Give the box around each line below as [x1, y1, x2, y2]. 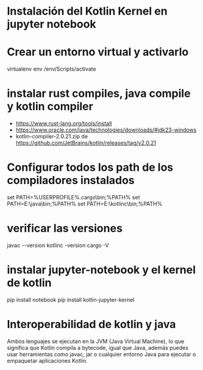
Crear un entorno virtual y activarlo [7, 45, 189, 59]
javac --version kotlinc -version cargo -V [7, 241, 109, 249]
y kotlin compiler [7, 99, 93, 113]
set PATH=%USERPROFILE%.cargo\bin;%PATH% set [7, 194, 140, 201]
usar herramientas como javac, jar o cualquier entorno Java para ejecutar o [7, 350, 196, 358]
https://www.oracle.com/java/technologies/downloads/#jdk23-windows [15, 126, 197, 133]
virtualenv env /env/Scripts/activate [7, 65, 96, 73]
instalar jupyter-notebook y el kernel [7, 263, 196, 277]
